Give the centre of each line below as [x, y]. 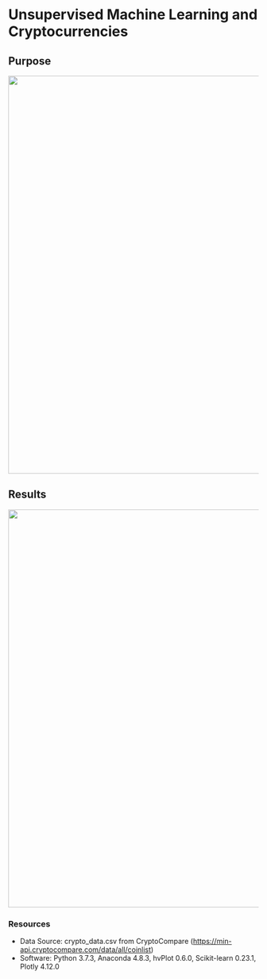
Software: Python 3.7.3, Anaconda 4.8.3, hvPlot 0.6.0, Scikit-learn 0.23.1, [138, 958]
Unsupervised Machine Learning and [133, 15]
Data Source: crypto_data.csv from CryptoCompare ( [106, 942]
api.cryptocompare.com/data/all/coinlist [85, 950]
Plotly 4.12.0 [39, 967]
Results [27, 495]
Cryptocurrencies [68, 31]
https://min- [212, 942]
